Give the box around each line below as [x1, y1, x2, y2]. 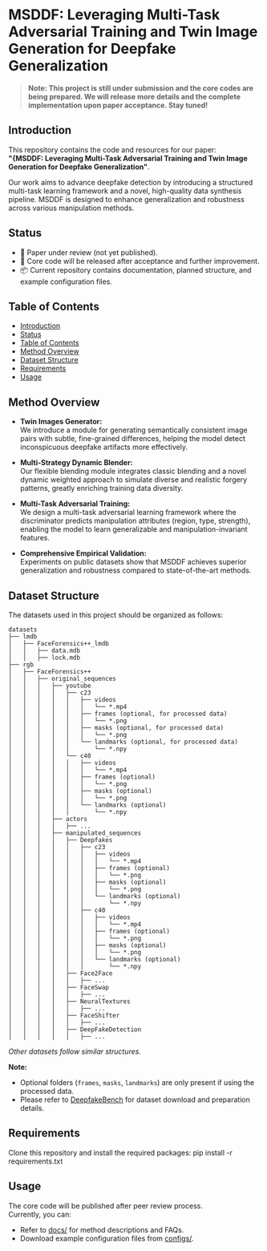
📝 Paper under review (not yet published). [19, 247, 158, 257]
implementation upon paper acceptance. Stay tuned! [27, 100, 208, 110]
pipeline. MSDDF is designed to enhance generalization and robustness [8, 194, 245, 204]
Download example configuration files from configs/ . [19, 1233, 194, 1243]
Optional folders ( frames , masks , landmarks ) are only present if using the [19, 1078, 255, 1087]
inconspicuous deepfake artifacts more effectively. [19, 443, 188, 452]
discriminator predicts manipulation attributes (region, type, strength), [19, 516, 251, 526]
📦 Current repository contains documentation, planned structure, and [19, 265, 252, 274]
